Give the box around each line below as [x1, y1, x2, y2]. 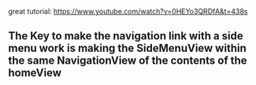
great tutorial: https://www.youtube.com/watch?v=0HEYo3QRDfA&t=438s [8, 7, 248, 16]
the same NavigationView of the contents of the [8, 54, 247, 68]
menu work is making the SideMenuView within [8, 42, 247, 55]
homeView [8, 66, 61, 79]
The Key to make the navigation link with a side [8, 29, 244, 42]
